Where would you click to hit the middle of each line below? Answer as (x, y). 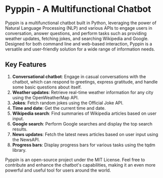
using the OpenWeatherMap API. (45, 97)
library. (19, 150)
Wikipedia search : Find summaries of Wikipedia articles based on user (84, 113)
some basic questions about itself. (47, 87)
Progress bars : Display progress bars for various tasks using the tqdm (84, 145)
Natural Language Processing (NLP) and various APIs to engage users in (79, 28)
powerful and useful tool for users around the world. (58, 170)
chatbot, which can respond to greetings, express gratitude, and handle (85, 82)
